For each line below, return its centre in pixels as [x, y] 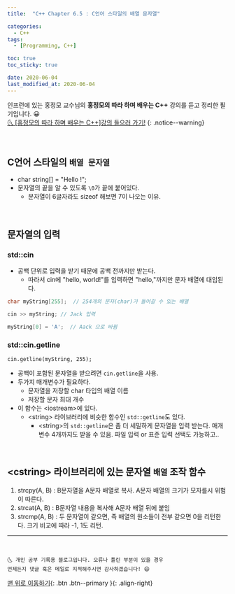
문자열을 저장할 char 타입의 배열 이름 [78, 391]
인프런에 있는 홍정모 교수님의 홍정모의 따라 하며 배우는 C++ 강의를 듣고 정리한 [113, 105]
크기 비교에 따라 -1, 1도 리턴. [65, 525]
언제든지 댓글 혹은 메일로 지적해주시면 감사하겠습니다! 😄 [79, 569]
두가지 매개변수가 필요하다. [54, 382]
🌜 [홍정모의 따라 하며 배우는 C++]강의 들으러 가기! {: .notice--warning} [106, 122]
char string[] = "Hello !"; [52, 180]
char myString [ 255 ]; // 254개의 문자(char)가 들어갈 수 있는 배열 [98, 302]
